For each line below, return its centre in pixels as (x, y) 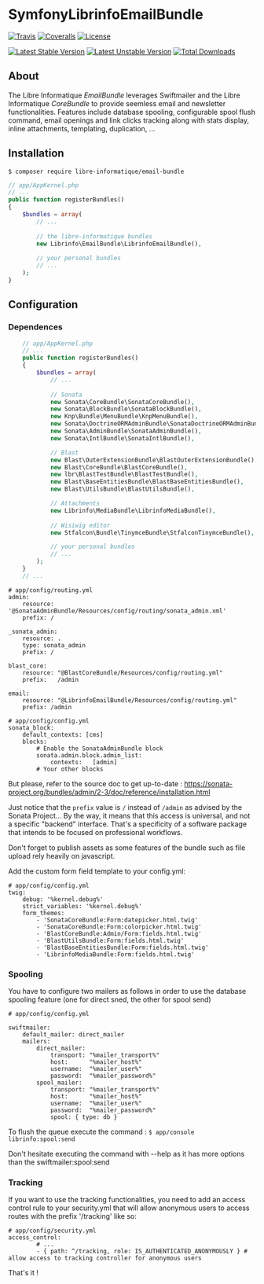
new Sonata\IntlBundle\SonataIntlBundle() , (122, 438)
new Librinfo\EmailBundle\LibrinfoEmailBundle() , (119, 244)
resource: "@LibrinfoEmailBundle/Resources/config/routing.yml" (130, 700)
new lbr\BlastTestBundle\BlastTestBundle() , (124, 475)
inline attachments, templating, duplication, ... (82, 128)
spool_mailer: (59, 1083)
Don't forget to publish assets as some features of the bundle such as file (127, 848)
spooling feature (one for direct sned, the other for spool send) (110, 999)
